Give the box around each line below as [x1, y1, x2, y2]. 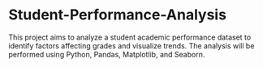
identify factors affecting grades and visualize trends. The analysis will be [8, 40, 255, 50]
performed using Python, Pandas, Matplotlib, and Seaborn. [8, 49, 205, 59]
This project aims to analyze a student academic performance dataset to [8, 32, 252, 42]
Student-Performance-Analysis [8, 6, 227, 24]
